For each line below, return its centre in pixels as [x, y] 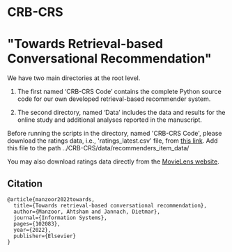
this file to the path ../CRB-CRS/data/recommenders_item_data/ [98, 148]
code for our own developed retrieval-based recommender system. [114, 99]
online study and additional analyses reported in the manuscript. [109, 120]
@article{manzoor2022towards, [51, 199]
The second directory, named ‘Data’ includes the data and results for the [121, 113]
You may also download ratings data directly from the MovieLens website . [113, 162]
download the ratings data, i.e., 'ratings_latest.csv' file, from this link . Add [113, 141]
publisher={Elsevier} [45, 236]
